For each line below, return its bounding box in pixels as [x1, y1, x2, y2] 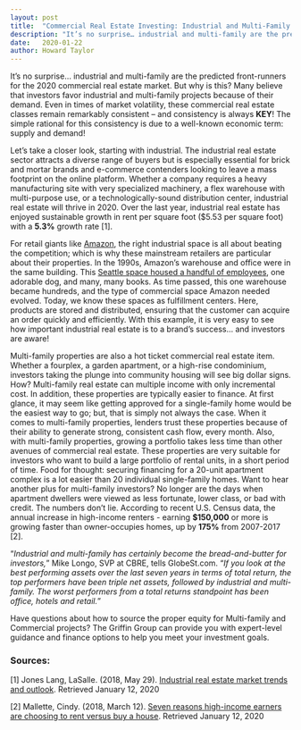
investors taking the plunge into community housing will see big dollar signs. [10, 370, 291, 381]
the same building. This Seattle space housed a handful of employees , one [10, 267, 285, 278]
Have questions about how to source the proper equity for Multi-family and [10, 613, 287, 624]
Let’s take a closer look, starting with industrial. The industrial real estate [10, 145, 277, 156]
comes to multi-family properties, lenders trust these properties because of [10, 417, 288, 428]
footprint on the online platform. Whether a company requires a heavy [10, 173, 267, 184]
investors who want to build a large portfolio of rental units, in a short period [10, 455, 289, 466]
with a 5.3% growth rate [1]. [10, 221, 113, 232]
